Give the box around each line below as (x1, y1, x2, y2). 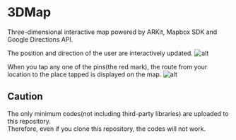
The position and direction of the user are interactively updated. (7, 49, 193, 57)
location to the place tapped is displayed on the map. (7, 70, 162, 78)
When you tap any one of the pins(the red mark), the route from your (7, 62, 207, 71)
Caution (7, 91, 44, 103)
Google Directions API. (7, 35, 73, 43)
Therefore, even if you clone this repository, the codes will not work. (7, 124, 206, 133)
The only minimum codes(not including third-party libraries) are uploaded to (7, 109, 229, 117)
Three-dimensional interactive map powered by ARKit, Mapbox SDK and (7, 28, 218, 36)
